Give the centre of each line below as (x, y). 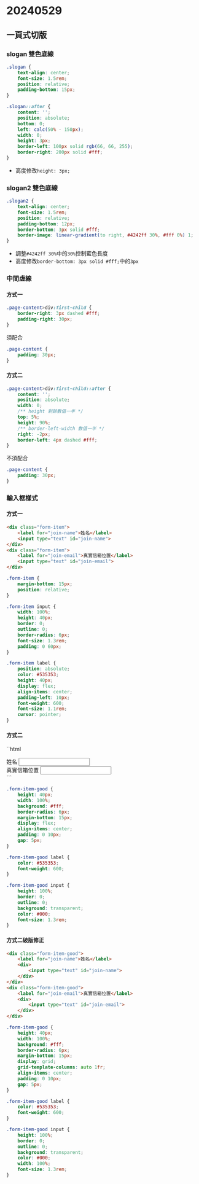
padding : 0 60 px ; (40, 646)
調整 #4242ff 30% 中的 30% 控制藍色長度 (62, 254)
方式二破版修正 (25, 940)
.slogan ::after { (29, 107)
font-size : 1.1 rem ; (42, 709)
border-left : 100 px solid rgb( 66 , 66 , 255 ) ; (75, 147)
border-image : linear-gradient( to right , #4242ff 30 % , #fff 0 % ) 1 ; (106, 235)
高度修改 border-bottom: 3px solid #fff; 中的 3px (77, 261)
